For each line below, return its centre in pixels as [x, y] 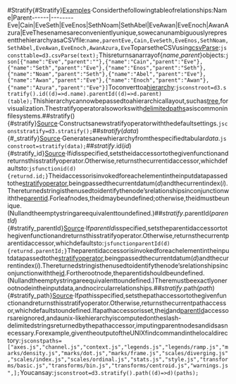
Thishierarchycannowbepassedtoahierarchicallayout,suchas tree [126, 101]
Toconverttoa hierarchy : [142, 87]
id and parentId [184, 310]
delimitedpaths [164, 108]
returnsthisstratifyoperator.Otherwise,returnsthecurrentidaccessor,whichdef [118, 161]
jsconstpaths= [41, 341]
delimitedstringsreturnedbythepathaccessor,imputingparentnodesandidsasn [118, 326]
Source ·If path [72, 296]
